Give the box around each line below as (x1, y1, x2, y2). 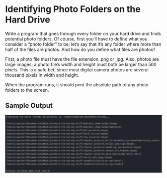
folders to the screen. (5, 87, 49, 93)
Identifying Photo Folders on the (5, 3, 141, 15)
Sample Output (5, 101, 53, 110)
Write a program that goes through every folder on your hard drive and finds (5, 30, 162, 36)
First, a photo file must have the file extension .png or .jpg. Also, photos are (5, 56, 159, 62)
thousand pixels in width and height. (5, 72, 80, 78)
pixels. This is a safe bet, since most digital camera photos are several (5, 66, 149, 73)
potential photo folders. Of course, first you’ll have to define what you (5, 36, 148, 42)
